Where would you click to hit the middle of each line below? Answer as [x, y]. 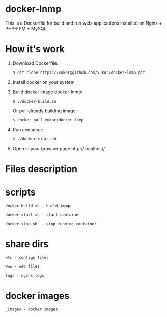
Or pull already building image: [45, 111]
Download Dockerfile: [35, 63]
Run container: [28, 129]
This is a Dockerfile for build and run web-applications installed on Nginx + [84, 23]
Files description [41, 169]
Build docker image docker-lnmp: [48, 92]
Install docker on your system [44, 82]
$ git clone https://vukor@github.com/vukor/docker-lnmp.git [79, 72]
